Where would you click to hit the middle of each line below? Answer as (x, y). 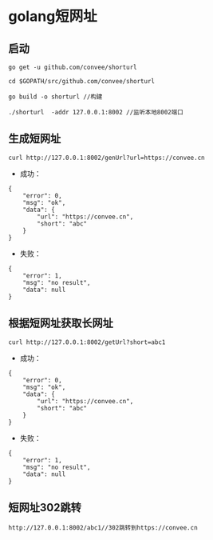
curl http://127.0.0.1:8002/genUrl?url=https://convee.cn (106, 158)
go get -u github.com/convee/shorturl (73, 67)
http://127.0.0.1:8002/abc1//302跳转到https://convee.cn (103, 528)
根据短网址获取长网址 (61, 324)
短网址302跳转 (45, 508)
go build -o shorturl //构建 (55, 97)
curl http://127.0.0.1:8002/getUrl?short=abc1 (87, 342)
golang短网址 (53, 16)
